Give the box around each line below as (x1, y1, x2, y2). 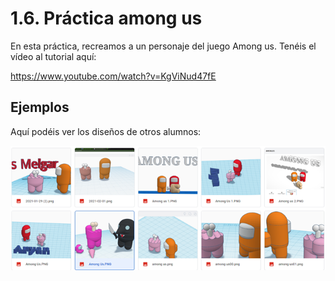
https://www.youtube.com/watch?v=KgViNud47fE (10, 70, 217, 82)
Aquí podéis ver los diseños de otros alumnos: (10, 125, 202, 137)
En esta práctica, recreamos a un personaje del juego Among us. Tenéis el (10, 40, 317, 52)
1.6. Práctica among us (10, 7, 203, 30)
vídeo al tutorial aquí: (10, 50, 97, 62)
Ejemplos (10, 99, 70, 116)
